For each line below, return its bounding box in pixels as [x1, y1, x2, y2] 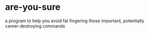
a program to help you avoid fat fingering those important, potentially [5, 18, 145, 24]
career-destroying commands [5, 23, 65, 29]
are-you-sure [5, 1, 61, 13]
